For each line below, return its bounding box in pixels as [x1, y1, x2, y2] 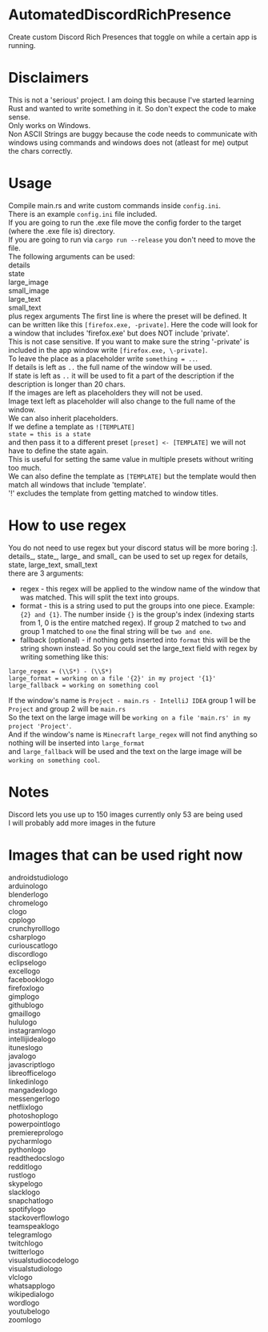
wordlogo [8, 1298, 40, 1307]
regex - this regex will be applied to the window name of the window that [19, 584, 261, 593]
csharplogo [8, 932, 46, 941]
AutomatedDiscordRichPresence [8, 6, 232, 24]
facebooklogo [8, 974, 54, 984]
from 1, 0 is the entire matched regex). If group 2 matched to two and [19, 618, 246, 628]
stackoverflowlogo [8, 1213, 70, 1222]
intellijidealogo [8, 1034, 56, 1044]
